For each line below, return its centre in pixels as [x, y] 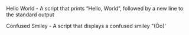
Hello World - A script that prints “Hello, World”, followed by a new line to [95, 8]
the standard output [30, 15]
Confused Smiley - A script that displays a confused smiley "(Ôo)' [86, 26]
